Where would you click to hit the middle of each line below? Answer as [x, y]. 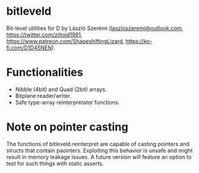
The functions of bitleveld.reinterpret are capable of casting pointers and [98, 144]
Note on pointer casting [67, 127]
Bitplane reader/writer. [43, 95]
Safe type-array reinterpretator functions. [67, 102]
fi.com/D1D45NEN [29, 48]
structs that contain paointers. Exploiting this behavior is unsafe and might [99, 150]
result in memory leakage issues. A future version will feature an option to [99, 156]
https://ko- [139, 41]
